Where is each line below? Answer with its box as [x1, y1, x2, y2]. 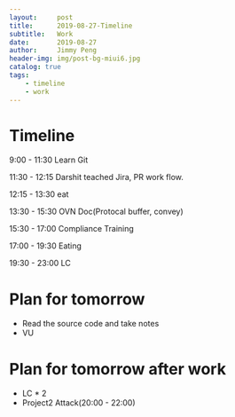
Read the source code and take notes [21, 319, 160, 329]
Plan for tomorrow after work [9, 358, 226, 379]
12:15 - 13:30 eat [9, 189, 69, 200]
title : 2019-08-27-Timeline [9, 21, 133, 30]
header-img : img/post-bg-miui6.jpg [9, 54, 141, 63]
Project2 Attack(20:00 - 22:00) [21, 397, 136, 408]
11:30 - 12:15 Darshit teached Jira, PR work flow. [9, 172, 184, 183]
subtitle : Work [9, 29, 74, 38]
